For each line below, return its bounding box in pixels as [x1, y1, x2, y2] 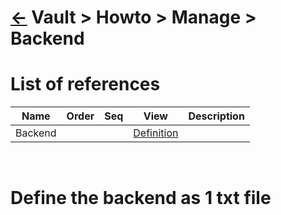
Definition [133, 126, 179, 140]
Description [188, 109, 245, 123]
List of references [10, 73, 161, 96]
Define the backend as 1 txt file [10, 187, 272, 210]
